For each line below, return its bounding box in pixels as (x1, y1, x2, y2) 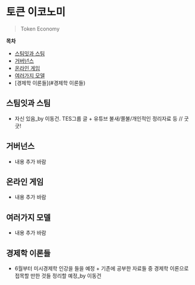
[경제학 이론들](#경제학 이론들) (14, 79, 86, 86)
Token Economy (20, 25, 60, 32)
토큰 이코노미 (6, 5, 66, 19)
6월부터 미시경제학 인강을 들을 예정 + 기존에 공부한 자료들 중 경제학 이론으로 (14, 265, 189, 271)
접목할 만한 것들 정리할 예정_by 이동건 (14, 272, 102, 279)
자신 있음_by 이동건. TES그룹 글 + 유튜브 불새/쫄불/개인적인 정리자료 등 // (14, 115, 183, 122)
